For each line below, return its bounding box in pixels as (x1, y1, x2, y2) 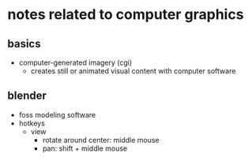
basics (7, 37, 41, 51)
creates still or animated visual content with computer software (30, 66, 236, 76)
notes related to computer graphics (7, 6, 244, 24)
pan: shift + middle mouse (42, 144, 128, 153)
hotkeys (18, 118, 45, 128)
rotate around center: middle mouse (42, 135, 160, 144)
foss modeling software (18, 110, 96, 119)
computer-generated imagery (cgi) (18, 58, 133, 67)
